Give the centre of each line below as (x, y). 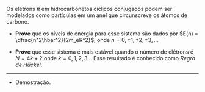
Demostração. (33, 82)
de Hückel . (29, 65)
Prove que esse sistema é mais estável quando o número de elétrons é (104, 52)
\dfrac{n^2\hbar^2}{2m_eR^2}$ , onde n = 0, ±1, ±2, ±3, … (87, 40)
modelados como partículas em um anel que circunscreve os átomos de (97, 15)
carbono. (18, 22)
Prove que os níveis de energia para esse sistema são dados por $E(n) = (106, 34)
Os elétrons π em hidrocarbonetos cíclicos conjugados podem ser (89, 9)
